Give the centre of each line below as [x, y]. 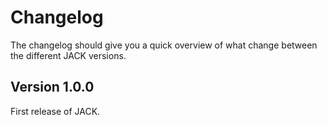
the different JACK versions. [68, 55]
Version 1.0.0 [52, 87]
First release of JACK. [55, 111]
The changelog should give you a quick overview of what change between [164, 45]
